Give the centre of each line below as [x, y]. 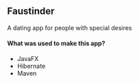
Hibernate [31, 66]
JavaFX [28, 59]
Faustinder [31, 11]
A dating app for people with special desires [69, 27]
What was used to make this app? [56, 43]
